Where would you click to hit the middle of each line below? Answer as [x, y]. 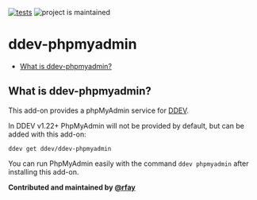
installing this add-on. [44, 171]
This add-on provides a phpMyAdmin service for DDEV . [98, 110]
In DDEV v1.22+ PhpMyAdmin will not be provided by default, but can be [126, 125]
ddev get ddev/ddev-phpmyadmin [60, 148]
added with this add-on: [48, 134]
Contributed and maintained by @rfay [72, 187]
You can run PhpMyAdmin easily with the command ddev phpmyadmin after [128, 163]
